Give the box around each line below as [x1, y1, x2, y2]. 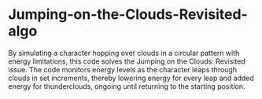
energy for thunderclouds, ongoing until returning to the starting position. [8, 81, 245, 91]
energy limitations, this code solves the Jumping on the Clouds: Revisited [8, 57, 245, 66]
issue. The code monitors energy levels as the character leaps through [8, 64, 238, 74]
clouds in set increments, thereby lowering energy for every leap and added [8, 73, 254, 82]
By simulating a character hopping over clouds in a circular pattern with [8, 48, 240, 57]
